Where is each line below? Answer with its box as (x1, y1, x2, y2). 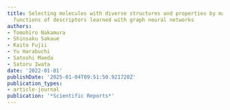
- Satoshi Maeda (7, 55, 53, 61)
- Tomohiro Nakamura (7, 29, 66, 36)
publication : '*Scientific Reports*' (7, 93, 115, 100)
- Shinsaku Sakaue (7, 36, 60, 42)
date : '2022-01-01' (7, 67, 63, 74)
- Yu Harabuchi (7, 49, 51, 55)
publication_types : (7, 80, 63, 87)
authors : (7, 23, 32, 29)
